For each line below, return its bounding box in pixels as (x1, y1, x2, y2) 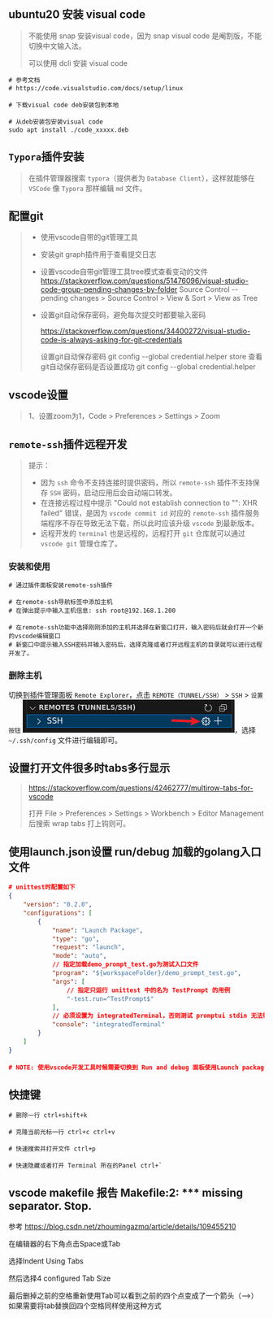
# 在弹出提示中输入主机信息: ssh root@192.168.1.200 (8, 607, 176, 616)
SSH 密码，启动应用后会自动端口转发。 (50, 488, 177, 498)
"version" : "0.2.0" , (23, 901, 93, 909)
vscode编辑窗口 (14, 633, 61, 641)
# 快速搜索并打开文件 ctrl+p (8, 1145, 96, 1153)
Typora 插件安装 (8, 150, 84, 164)
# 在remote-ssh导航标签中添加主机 (8, 598, 113, 607)
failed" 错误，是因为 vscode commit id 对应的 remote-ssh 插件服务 (40, 508, 260, 518)
